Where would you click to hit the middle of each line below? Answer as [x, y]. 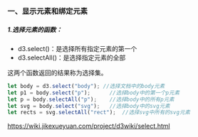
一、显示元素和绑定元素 [47, 11]
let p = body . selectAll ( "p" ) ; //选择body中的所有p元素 [91, 99]
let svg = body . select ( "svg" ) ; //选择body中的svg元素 [89, 106]
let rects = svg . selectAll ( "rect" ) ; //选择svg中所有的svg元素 [99, 113]
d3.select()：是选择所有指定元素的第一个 [77, 48]
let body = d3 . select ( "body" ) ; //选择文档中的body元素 [86, 86]
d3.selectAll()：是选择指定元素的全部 [72, 57]
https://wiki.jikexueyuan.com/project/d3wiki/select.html [89, 126]
